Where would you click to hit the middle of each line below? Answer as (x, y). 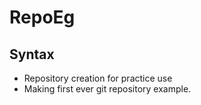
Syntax (32, 54)
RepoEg (42, 17)
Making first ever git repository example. (107, 89)
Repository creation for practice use (98, 78)
